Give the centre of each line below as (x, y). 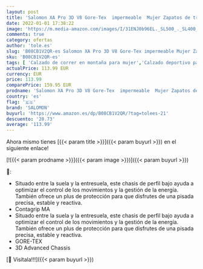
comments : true (25, 35)
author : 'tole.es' (29, 46)
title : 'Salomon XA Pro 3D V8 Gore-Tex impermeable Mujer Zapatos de (98, 18)
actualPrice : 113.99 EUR (37, 68)
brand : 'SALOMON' (28, 108)
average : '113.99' (29, 125)
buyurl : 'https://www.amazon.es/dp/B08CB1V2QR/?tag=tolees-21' (88, 113)
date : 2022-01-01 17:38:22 (40, 23)
